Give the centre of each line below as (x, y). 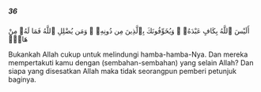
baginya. (23, 79)
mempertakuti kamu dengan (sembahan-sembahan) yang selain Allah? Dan (131, 62)
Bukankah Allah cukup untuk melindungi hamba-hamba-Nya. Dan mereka (128, 54)
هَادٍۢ (18, 39)
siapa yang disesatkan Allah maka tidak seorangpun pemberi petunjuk (123, 71)
